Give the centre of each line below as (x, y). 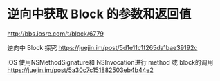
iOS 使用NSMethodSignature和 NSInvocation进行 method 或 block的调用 (110, 62)
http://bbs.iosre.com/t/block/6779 (55, 33)
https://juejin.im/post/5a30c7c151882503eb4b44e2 (80, 70)
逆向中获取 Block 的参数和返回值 (99, 14)
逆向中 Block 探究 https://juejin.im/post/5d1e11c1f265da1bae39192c (102, 47)
